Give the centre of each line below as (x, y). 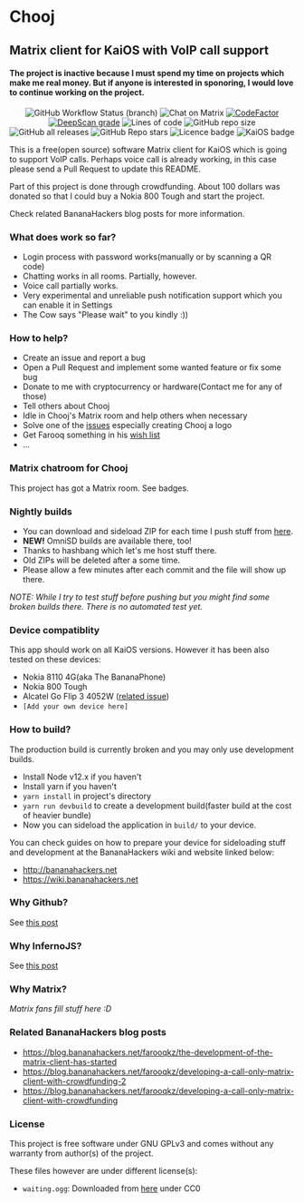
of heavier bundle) (57, 815)
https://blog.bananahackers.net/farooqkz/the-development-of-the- (147, 1052)
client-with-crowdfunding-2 (74, 1081)
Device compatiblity (55, 630)
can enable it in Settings (67, 305)
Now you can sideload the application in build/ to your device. (139, 825)
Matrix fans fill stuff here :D (61, 1009)
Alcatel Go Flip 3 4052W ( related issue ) (96, 697)
